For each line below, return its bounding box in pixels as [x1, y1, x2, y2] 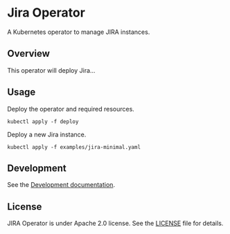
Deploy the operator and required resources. [7, 105, 135, 113]
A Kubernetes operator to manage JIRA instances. [7, 28, 150, 36]
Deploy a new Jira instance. [7, 130, 87, 138]
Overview [7, 48, 51, 60]
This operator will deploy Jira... [7, 66, 96, 74]
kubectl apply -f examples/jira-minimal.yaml [7, 143, 141, 150]
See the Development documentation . [7, 181, 116, 189]
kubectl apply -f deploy [7, 118, 79, 125]
